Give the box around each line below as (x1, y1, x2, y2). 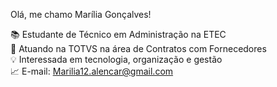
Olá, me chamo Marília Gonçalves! (10, 9, 152, 20)
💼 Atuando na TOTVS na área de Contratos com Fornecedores (10, 43, 267, 54)
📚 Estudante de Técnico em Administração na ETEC (10, 29, 227, 40)
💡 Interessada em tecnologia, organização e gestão (10, 54, 223, 65)
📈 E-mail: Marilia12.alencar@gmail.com (10, 65, 174, 77)
